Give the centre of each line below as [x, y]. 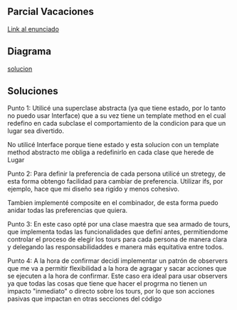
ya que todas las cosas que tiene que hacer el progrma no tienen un [107, 284]
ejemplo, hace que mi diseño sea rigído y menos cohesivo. [94, 189]
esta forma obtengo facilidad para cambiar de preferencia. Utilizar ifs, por [115, 181]
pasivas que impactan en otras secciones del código [85, 299]
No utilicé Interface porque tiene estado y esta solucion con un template [113, 145]
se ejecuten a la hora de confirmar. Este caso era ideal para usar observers [117, 276]
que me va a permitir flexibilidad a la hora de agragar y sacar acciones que [117, 269]
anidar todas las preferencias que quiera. [68, 211]
